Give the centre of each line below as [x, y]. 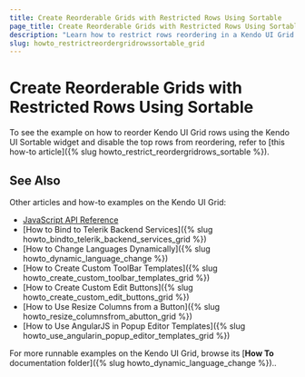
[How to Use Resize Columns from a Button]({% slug [121, 307]
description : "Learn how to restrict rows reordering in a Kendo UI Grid [152, 35]
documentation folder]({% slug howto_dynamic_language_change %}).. [143, 363]
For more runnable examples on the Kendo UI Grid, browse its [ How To [142, 353]
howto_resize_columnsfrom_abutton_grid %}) [108, 316]
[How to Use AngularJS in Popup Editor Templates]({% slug [134, 326]
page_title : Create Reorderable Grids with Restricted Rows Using [138, 26]
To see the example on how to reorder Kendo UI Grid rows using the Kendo [150, 133]
